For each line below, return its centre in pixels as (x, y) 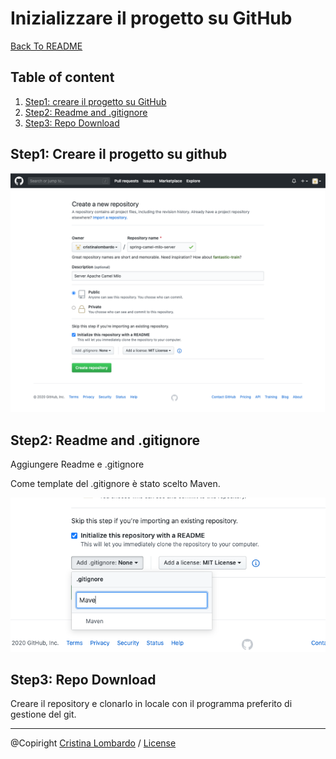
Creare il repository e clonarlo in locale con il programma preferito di (151, 704)
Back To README (46, 46)
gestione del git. (43, 714)
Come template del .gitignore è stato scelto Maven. (115, 484)
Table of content (62, 77)
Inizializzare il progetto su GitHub (151, 18)
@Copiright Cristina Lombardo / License (93, 743)
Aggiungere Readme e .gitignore (77, 464)
